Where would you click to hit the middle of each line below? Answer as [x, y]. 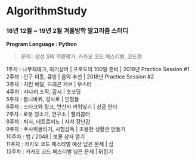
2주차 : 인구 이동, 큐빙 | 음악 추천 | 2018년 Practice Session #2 [80, 77]
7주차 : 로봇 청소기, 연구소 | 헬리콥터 [48, 114]
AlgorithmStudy [47, 11]
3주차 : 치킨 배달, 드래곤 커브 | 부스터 [49, 84]
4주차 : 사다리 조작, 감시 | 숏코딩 [44, 92]
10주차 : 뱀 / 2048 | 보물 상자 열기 [46, 136]
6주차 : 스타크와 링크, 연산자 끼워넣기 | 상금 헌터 [62, 107]
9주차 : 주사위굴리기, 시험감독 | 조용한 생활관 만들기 [66, 129]
